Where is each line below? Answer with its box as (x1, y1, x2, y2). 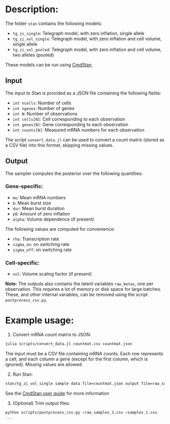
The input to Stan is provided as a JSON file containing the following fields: (5, 90, 161, 96)
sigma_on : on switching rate (12, 241, 70, 247)
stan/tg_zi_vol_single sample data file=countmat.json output (5, 381, 139, 386)
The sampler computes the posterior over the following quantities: (5, 170, 143, 176)
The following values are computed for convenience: (5, 226, 115, 232)
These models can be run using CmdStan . (5, 62, 93, 68)
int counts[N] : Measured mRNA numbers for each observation (12, 127, 145, 133)
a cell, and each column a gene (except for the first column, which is (5, 356, 148, 362)
